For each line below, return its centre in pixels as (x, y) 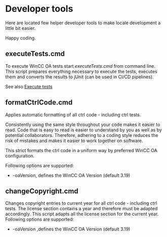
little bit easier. (20, 28)
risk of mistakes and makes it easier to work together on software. (74, 140)
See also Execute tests (29, 86)
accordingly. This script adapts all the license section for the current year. (82, 214)
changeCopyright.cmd (42, 191)
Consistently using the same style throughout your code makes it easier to (83, 124)
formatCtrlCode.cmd (39, 102)
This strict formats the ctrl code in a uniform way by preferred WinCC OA (81, 150)
